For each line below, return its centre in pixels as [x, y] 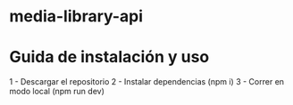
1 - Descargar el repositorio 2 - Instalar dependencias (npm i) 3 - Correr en [146, 82]
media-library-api [76, 16]
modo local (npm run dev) [57, 92]
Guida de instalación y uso [109, 57]
